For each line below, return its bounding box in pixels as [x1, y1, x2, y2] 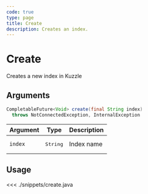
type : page [6, 15, 34, 21]
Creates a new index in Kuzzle [6, 73, 82, 80]
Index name [69, 140, 103, 148]
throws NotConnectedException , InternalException [12, 112, 140, 118]
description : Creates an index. [6, 26, 88, 32]
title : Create [6, 20, 43, 26]
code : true [6, 9, 34, 15]
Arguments [6, 90, 51, 101]
